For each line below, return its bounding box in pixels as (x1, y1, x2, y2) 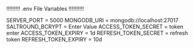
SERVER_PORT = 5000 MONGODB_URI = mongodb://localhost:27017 (6, 17, 179, 23)
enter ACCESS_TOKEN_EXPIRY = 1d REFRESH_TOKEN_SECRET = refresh (6, 29, 189, 37)
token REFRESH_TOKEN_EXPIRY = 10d (6, 36, 102, 43)
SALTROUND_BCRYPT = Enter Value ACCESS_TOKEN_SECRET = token (6, 23, 184, 30)
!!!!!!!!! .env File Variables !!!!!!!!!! (6, 5, 84, 12)
